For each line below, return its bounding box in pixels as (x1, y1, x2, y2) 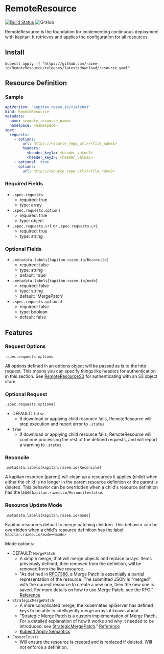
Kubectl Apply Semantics (19, 628, 70, 634)
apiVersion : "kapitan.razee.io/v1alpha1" (5, 105, 91, 110)
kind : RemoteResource (5, 109, 49, 114)
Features (5, 328, 33, 337)
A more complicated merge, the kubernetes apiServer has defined (19, 602, 153, 608)
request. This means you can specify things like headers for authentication (5, 368, 156, 374)
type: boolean (19, 309, 48, 315)
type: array (19, 202, 42, 208)
